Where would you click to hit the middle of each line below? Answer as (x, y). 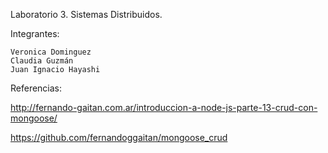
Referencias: (36, 88)
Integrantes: (35, 33)
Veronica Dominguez (51, 52)
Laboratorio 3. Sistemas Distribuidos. (86, 14)
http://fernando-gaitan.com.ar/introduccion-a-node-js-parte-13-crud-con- (164, 107)
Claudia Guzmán (42, 61)
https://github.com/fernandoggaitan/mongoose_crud (119, 137)
